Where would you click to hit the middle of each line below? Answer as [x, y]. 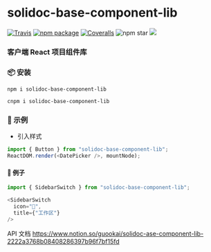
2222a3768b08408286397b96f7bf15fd [63, 241]
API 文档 [19, 233]
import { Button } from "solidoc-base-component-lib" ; [88, 150]
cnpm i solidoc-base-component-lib [58, 102]
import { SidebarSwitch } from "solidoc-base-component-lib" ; [99, 188]
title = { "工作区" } [37, 213]
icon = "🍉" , [27, 207]
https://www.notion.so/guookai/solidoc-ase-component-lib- [118, 233]
